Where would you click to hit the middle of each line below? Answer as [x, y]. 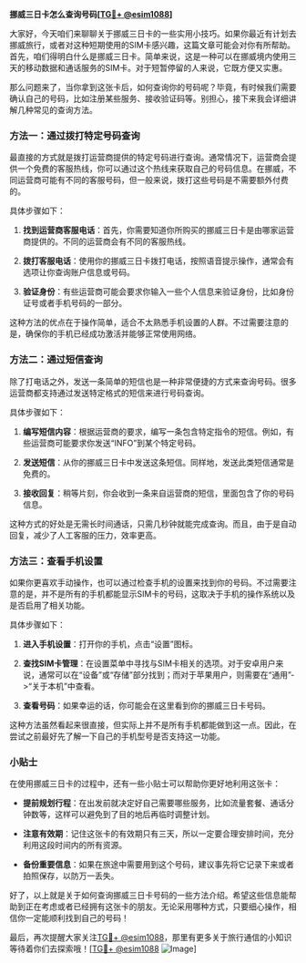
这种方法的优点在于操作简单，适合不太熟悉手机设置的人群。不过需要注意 [145, 323]
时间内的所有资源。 [91, 845]
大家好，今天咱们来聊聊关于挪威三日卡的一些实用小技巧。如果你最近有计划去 [153, 34]
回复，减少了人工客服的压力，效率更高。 [85, 535]
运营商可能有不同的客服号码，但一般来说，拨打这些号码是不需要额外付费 [153, 180]
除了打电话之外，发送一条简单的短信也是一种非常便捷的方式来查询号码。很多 [153, 381]
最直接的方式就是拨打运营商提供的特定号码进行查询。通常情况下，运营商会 [149, 158]
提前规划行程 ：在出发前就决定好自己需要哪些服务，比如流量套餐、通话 [154, 803]
